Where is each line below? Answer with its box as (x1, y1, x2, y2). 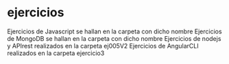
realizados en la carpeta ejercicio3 (7, 49, 105, 57)
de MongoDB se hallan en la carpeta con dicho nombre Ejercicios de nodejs (7, 34, 221, 42)
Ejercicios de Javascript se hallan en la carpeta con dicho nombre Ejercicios (7, 27, 222, 35)
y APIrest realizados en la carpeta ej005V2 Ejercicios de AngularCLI (7, 42, 199, 50)
